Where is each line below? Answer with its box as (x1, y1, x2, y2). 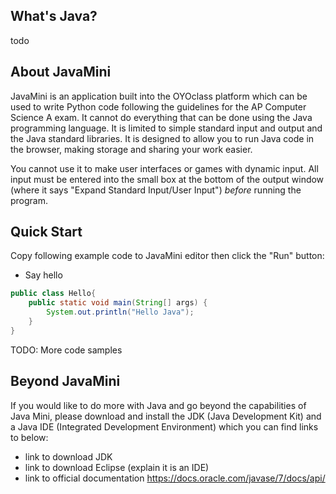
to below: (10, 431, 49, 443)
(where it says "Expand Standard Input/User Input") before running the (10, 184, 302, 196)
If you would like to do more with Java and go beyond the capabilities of (10, 399, 307, 411)
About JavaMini (10, 64, 112, 81)
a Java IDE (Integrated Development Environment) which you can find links (10, 420, 319, 433)
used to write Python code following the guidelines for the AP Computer (10, 100, 307, 113)
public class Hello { (10, 289, 97, 299)
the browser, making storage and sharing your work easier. (10, 143, 253, 155)
